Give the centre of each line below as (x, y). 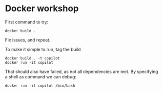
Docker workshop (42, 9)
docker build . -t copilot (32, 58)
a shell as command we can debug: (41, 76)
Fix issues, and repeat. (28, 40)
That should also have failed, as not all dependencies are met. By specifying (82, 72)
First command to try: (27, 22)
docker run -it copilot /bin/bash (40, 86)
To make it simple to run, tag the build (43, 49)
